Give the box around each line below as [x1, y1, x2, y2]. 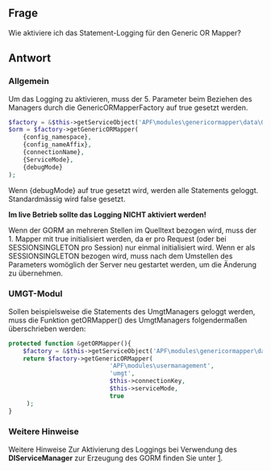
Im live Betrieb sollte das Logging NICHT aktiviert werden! [8, 209, 207, 219]
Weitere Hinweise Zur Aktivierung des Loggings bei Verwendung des [8, 444, 238, 454]
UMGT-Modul [8, 288, 63, 300]
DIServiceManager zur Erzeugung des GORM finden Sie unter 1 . [8, 452, 223, 463]
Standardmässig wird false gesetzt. [8, 194, 126, 204]
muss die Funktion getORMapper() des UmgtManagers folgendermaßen [8, 315, 248, 325]
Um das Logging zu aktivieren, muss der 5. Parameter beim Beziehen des [8, 94, 252, 103]
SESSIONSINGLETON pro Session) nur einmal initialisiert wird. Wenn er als [8, 242, 256, 252]
